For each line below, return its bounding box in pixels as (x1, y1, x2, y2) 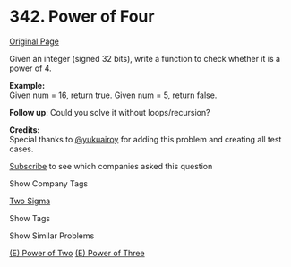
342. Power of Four (9, 6, 155, 27)
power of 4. (9, 63, 52, 73)
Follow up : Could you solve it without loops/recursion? (9, 107, 210, 117)
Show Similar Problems (9, 230, 95, 241)
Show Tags (9, 212, 51, 223)
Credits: (9, 124, 40, 135)
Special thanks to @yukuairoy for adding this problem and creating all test (9, 133, 282, 144)
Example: (9, 80, 46, 90)
